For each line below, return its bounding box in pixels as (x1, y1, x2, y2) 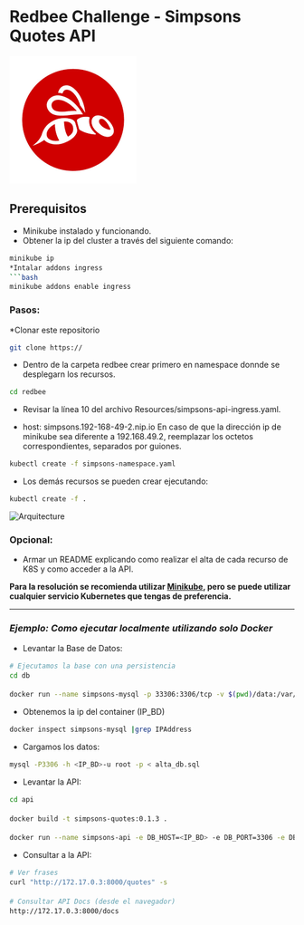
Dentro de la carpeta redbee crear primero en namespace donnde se (22, 360, 280, 371)
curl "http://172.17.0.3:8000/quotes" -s (9, 878, 168, 887)
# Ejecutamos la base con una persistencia (9, 661, 176, 670)
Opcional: (9, 533, 53, 545)
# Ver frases (9, 868, 59, 878)
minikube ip (9, 254, 54, 263)
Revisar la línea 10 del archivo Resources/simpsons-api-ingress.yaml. (22, 404, 281, 415)
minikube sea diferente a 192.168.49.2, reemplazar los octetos (22, 431, 253, 442)
